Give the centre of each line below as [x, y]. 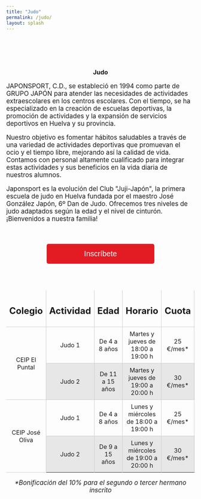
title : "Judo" [24, 12]
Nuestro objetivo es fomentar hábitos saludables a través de [96, 137]
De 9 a [108, 447]
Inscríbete [100, 253]
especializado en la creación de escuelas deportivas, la [89, 109]
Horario [142, 311]
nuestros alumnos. [34, 175]
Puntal [26, 367]
